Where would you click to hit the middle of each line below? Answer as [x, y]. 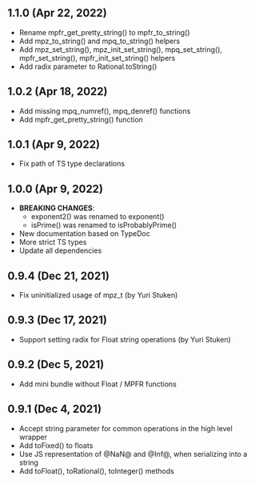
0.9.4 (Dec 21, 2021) [58, 276]
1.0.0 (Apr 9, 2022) [56, 188]
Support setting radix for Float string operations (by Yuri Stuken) [125, 339]
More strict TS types [53, 242]
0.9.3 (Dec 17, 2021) [57, 320]
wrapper [33, 437]
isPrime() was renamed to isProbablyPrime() [104, 225]
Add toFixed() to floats [56, 445]
